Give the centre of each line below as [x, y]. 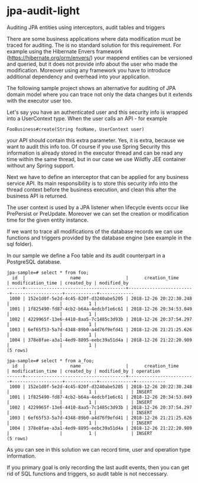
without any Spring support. [41, 165]
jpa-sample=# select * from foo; [48, 273]
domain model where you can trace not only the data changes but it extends [100, 94]
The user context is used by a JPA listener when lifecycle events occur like [98, 207]
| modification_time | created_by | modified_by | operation [84, 371]
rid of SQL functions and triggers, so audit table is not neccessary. [87, 474]
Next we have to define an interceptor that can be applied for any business [98, 177]
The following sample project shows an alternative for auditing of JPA [91, 88]
